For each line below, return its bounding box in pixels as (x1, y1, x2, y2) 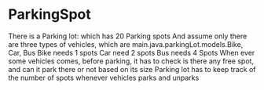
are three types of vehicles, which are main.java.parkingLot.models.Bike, (8, 39, 244, 49)
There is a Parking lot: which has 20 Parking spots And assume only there (8, 31, 247, 41)
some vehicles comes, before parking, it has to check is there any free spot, (8, 56, 254, 66)
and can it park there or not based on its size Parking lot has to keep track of (8, 64, 256, 74)
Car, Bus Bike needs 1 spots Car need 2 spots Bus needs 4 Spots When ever (8, 48, 255, 57)
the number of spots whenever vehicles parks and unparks (8, 73, 200, 82)
